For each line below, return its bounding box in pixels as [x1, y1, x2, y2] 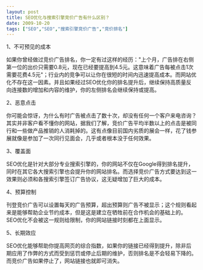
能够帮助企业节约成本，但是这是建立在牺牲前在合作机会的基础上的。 [16, 209, 186, 216]
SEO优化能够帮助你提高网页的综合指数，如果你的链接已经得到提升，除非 [6, 242, 187, 249]
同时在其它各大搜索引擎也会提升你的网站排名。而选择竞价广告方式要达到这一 [6, 168, 197, 176]
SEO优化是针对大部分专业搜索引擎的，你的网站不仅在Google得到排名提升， [6, 160, 194, 168]
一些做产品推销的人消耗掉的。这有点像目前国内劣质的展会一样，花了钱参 [16, 127, 197, 134]
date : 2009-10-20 [6, 20, 50, 26]
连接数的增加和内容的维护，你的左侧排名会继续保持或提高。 [11, 86, 160, 94]
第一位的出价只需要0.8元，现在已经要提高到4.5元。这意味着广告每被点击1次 [6, 64, 194, 71]
